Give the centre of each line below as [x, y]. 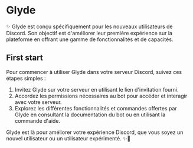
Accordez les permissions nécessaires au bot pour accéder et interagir [101, 96]
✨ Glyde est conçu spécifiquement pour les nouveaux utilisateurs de [89, 26]
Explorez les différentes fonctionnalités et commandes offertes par [96, 108]
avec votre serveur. [38, 102]
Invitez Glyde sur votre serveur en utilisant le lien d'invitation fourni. [97, 89]
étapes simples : [26, 78]
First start [24, 58]
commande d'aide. [37, 120]
